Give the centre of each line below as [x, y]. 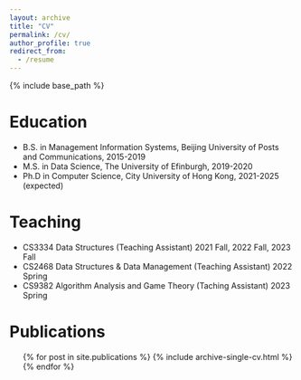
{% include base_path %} [57, 85]
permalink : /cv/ [40, 34]
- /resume [36, 60]
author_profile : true [50, 43]
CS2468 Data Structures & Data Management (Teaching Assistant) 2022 [157, 266]
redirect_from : [38, 52]
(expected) [43, 185]
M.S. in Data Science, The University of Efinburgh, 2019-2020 [137, 166]
